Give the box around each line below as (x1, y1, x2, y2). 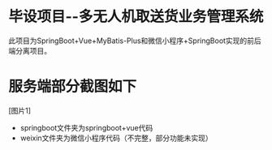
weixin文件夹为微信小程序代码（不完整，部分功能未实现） (19, 133, 213, 143)
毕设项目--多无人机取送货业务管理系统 (8, 7, 264, 26)
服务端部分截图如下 (8, 78, 137, 96)
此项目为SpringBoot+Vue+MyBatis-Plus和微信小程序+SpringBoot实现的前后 (8, 36, 261, 45)
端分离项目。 (8, 45, 51, 55)
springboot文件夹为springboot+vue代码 (19, 122, 153, 132)
